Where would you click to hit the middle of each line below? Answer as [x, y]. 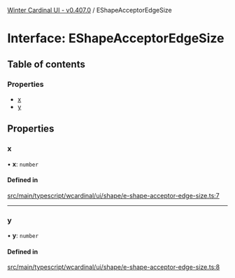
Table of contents [46, 64]
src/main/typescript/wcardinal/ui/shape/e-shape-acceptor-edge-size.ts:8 [114, 267]
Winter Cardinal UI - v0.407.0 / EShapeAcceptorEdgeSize [90, 10]
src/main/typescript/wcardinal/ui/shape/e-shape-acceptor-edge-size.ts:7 [114, 195]
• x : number [23, 164]
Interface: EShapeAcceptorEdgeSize [116, 39]
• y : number [23, 236]
